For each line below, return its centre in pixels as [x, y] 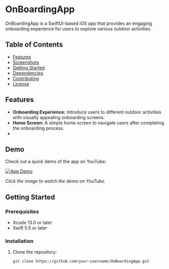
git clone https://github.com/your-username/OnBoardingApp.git [81, 261]
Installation [20, 241]
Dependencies [28, 73]
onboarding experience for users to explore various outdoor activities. [78, 28]
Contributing [26, 78]
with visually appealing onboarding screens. [59, 117]
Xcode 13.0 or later [32, 223]
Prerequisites [22, 211]
